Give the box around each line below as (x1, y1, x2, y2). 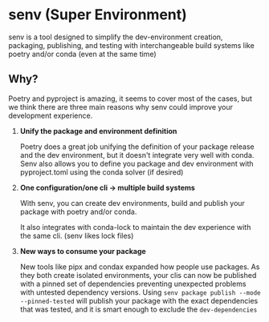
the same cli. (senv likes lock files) (19, 231, 134, 240)
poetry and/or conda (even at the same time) (8, 49, 157, 58)
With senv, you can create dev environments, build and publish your (19, 198, 245, 207)
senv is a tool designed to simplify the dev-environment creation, (8, 32, 223, 42)
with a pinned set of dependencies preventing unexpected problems (19, 279, 247, 288)
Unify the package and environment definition (19, 126, 177, 135)
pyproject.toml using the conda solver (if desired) (19, 167, 184, 177)
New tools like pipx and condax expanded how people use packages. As (19, 262, 260, 272)
